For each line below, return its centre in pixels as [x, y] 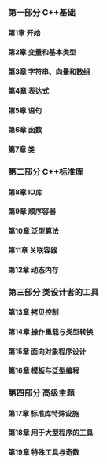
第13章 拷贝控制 [33, 312]
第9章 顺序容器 [32, 212]
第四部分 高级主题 [41, 393]
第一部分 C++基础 [42, 12]
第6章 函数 [25, 130]
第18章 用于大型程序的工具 [51, 433]
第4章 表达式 [29, 91]
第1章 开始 [24, 32]
